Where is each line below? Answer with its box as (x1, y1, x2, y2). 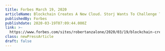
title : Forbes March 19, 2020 (5, 7, 67, 12)
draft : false (5, 39, 32, 44)
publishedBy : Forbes (5, 16, 48, 21)
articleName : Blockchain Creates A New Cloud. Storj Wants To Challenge (5, 12, 157, 17)
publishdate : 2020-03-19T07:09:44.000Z (5, 20, 87, 26)
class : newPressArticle (5, 34, 54, 39)
